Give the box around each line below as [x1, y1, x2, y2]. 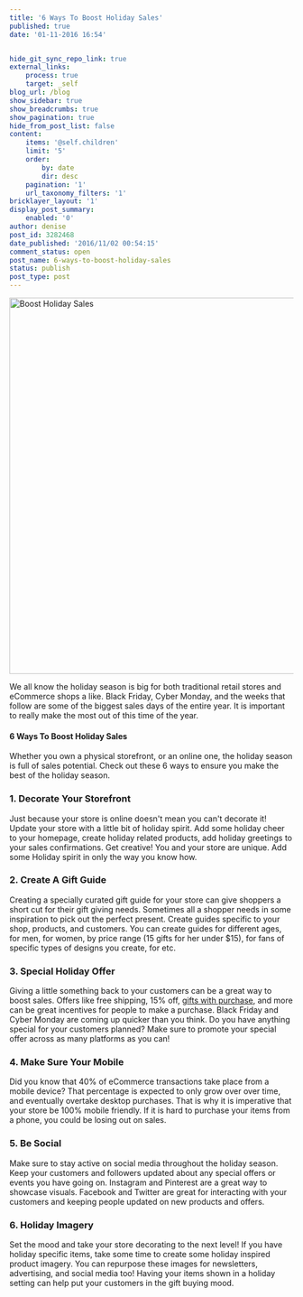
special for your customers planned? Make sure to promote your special [9, 1024, 277, 1034]
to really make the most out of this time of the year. [9, 710, 199, 720]
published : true [9, 22, 70, 31]
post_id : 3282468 [9, 230, 75, 239]
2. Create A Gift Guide [9, 874, 106, 886]
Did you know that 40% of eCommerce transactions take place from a [9, 1076, 270, 1088]
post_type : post [9, 273, 70, 282]
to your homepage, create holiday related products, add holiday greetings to [9, 832, 293, 843]
